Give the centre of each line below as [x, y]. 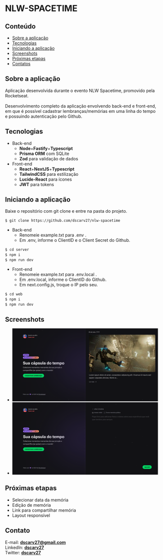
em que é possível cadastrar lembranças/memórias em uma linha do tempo [81, 111]
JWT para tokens [37, 184]
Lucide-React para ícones [46, 179]
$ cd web [14, 294]
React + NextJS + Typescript [47, 169]
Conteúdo [20, 26]
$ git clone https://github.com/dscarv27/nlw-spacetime [63, 221]
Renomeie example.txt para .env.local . [58, 274]
